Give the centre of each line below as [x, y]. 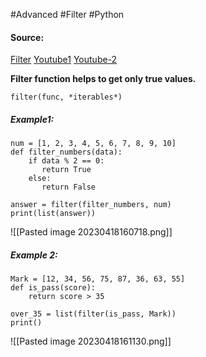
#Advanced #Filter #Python [67, 14]
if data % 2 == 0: [66, 161]
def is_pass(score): [53, 288]
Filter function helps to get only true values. [103, 79]
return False [69, 187]
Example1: [32, 119]
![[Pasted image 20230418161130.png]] [91, 341]
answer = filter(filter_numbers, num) [91, 205]
